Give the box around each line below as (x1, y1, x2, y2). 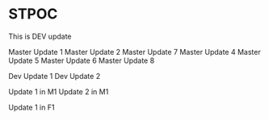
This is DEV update (8, 31, 72, 41)
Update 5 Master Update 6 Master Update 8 (8, 56, 155, 65)
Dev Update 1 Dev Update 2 (8, 71, 101, 81)
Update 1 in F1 (8, 102, 55, 112)
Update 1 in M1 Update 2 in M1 (8, 86, 109, 97)
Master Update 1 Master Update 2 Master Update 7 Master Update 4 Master (8, 47, 261, 56)
